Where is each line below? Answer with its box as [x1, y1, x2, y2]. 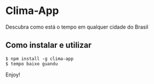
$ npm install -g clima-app [5, 55, 74, 62]
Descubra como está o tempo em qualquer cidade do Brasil [5, 23, 149, 30]
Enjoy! [5, 71, 21, 78]
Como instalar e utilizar [5, 40, 92, 50]
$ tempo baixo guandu [5, 61, 58, 66]
